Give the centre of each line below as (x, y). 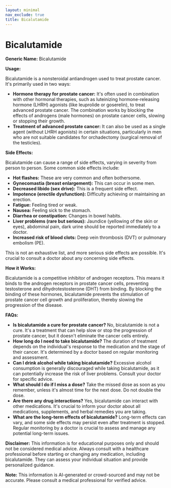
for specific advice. (33, 379)
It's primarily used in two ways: (38, 84)
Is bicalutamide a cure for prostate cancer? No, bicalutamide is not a (86, 325)
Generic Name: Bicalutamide (36, 59)
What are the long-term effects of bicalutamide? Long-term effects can (89, 417)
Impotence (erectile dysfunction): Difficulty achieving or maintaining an (89, 194)
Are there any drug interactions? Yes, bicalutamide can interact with (85, 401)
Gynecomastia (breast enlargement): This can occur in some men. (84, 183)
